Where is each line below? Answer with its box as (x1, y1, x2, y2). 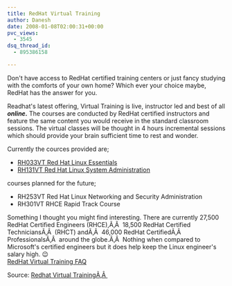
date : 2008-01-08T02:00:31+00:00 (7, 23, 104, 30)
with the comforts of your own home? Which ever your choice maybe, (7, 81, 206, 89)
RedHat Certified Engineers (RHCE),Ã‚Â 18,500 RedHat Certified (7, 220, 191, 229)
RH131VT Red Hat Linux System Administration (17, 166, 150, 174)
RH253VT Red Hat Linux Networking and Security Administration (17, 192, 203, 201)
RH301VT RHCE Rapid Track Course (17, 199, 121, 208)
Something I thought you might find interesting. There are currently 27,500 (7, 213, 220, 222)
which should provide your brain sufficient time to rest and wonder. (7, 131, 199, 139)
